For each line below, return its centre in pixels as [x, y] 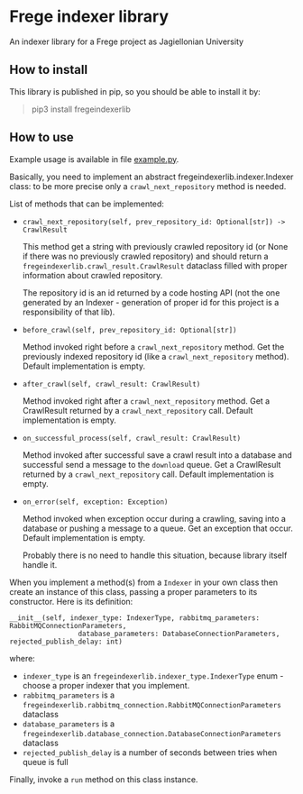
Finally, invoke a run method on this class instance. [104, 779]
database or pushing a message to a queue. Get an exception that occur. [157, 528]
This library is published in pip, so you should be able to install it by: [135, 91]
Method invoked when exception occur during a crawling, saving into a [154, 518]
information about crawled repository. [92, 275]
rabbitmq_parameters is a [69, 695]
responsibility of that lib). [69, 312]
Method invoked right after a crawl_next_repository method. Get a [146, 401]
